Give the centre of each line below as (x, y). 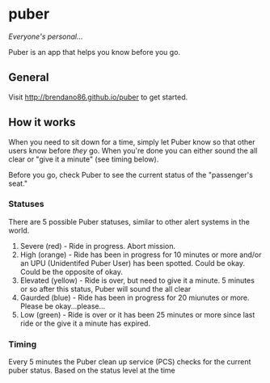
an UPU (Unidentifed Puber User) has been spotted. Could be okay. (132, 263)
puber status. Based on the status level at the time (92, 370)
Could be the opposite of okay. (72, 271)
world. (19, 230)
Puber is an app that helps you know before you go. (94, 52)
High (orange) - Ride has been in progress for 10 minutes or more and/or (141, 255)
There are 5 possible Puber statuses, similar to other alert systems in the (129, 221)
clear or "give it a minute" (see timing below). (84, 159)
